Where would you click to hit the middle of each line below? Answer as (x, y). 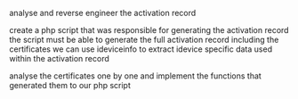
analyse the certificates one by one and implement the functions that (136, 76)
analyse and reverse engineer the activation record (103, 13)
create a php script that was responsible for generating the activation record (149, 30)
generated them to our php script (70, 85)
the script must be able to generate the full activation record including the (144, 40)
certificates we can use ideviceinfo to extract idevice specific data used (141, 49)
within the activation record (59, 58)
